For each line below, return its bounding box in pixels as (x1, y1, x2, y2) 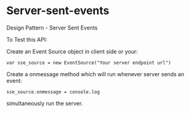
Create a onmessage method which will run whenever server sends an (6, 70, 184, 77)
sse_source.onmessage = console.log (6, 88, 100, 95)
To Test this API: (6, 36, 48, 43)
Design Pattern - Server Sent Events (6, 24, 98, 31)
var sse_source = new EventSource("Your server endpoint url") (6, 60, 172, 66)
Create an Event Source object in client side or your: (6, 47, 138, 55)
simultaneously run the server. (6, 99, 83, 107)
